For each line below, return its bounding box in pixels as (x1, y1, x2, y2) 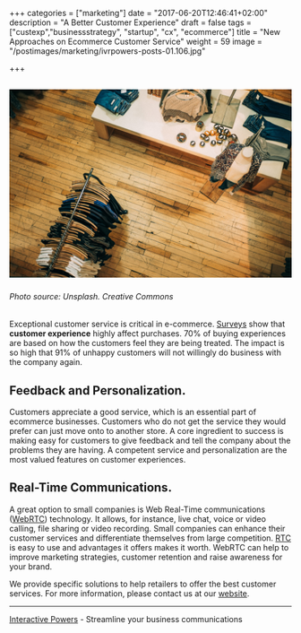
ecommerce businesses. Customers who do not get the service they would (9, 416, 287, 427)
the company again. (9, 357, 83, 368)
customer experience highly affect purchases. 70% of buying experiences (9, 328, 287, 339)
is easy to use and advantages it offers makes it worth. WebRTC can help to (9, 542, 289, 552)
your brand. (9, 560, 53, 572)
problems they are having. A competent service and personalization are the (9, 445, 288, 455)
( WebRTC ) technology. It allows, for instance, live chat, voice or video (9, 513, 267, 524)
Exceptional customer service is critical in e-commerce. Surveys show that (9, 318, 286, 330)
